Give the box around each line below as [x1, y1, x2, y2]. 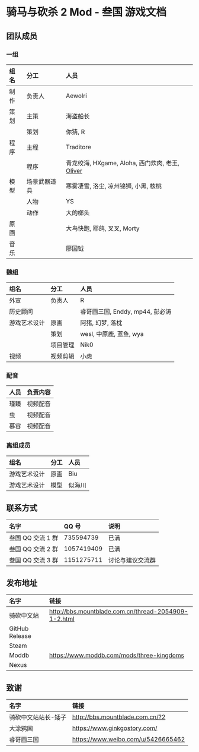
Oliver [66, 166, 83, 175]
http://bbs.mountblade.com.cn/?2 [72, 713, 166, 721]
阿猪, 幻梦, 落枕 [80, 319, 123, 327]
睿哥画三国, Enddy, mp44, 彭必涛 [80, 307, 172, 316]
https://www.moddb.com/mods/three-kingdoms [49, 652, 185, 660]
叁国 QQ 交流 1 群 [9, 533, 59, 542]
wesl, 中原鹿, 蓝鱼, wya [80, 330, 144, 338]
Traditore [66, 143, 92, 151]
